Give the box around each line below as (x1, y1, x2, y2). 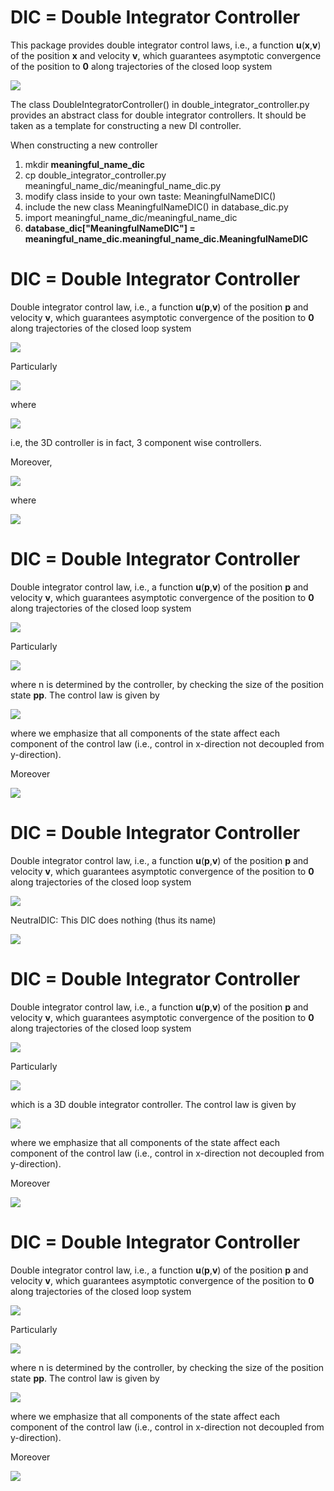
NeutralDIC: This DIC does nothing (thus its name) (10, 914, 217, 926)
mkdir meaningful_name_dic (24, 158, 146, 170)
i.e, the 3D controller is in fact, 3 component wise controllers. (10, 436, 262, 448)
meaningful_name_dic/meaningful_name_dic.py (24, 179, 222, 191)
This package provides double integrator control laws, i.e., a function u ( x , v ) (10, 39, 322, 51)
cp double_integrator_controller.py (24, 169, 167, 181)
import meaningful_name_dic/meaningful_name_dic (24, 211, 238, 223)
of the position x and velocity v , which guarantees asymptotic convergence (10, 49, 322, 61)
